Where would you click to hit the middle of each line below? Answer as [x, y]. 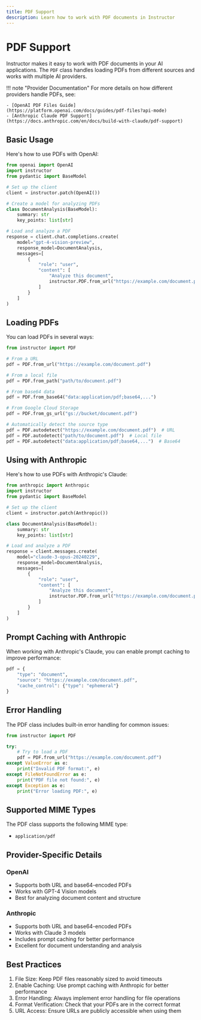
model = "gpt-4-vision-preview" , [56, 242]
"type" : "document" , [42, 675]
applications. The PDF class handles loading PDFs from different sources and [100, 70]
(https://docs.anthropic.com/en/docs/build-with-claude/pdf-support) [95, 121]
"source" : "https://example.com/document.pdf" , [77, 680]
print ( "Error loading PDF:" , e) [57, 791]
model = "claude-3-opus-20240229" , [59, 557]
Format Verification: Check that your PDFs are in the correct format [98, 1004]
